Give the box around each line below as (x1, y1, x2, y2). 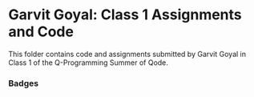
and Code (8, 22, 75, 41)
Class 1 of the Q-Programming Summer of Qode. (8, 58, 168, 67)
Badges (8, 78, 38, 89)
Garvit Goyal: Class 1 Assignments (8, 6, 242, 24)
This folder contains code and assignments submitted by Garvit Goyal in (8, 49, 247, 59)
